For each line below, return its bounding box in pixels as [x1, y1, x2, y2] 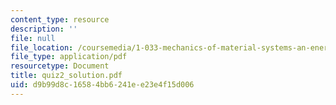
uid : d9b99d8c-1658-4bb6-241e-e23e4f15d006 [10, 80, 195, 90]
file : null [10, 33, 56, 43]
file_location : [10, 42, 74, 53]
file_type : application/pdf [10, 52, 128, 62]
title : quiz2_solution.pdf [10, 71, 123, 81]
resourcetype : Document [10, 61, 110, 71]
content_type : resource [10, 14, 110, 25]
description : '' [10, 24, 78, 34]
